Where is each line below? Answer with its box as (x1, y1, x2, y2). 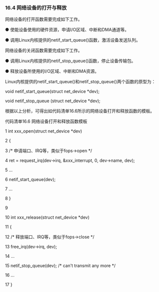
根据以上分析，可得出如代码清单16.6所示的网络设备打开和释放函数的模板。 (5, 108, 155, 114)
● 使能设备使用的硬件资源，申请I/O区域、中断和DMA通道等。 (5, 27, 129, 33)
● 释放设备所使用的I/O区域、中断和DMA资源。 (5, 68, 99, 74)
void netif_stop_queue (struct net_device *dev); (5, 98, 101, 104)
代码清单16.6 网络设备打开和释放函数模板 (5, 118, 88, 124)
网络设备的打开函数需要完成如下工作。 (5, 16, 82, 22)
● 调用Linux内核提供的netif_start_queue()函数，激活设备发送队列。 (5, 37, 141, 43)
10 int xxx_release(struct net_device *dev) (5, 214, 90, 221)
